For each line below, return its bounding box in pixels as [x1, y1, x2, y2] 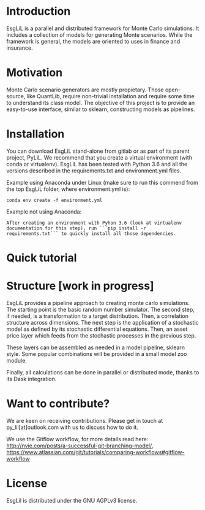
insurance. [6, 44, 33, 52]
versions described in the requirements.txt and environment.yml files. [6, 167, 182, 174]
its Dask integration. [6, 375, 57, 382]
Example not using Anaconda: [6, 207, 82, 215]
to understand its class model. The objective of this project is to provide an [6, 99, 195, 106]
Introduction [6, 4, 71, 18]
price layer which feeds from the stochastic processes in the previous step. [6, 331, 196, 339]
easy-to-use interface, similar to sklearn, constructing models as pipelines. [6, 106, 195, 113]
